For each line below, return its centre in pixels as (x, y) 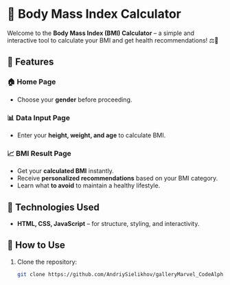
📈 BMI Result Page (39, 153)
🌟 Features (31, 62)
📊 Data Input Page (39, 117)
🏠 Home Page (32, 82)
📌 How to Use (36, 246)
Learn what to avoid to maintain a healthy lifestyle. (89, 185)
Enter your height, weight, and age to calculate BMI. (91, 135)
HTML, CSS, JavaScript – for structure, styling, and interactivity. (108, 224)
